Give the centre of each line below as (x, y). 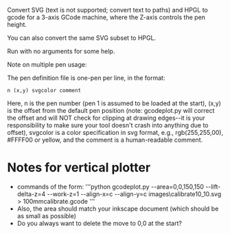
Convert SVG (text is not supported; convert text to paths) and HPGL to (107, 10)
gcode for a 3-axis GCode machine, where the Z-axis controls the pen (106, 17)
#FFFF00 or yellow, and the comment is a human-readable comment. (105, 140)
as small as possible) (47, 215)
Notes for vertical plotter (79, 168)
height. (17, 24)
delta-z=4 (31, 194)
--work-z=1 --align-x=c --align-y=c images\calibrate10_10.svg (134, 194)
